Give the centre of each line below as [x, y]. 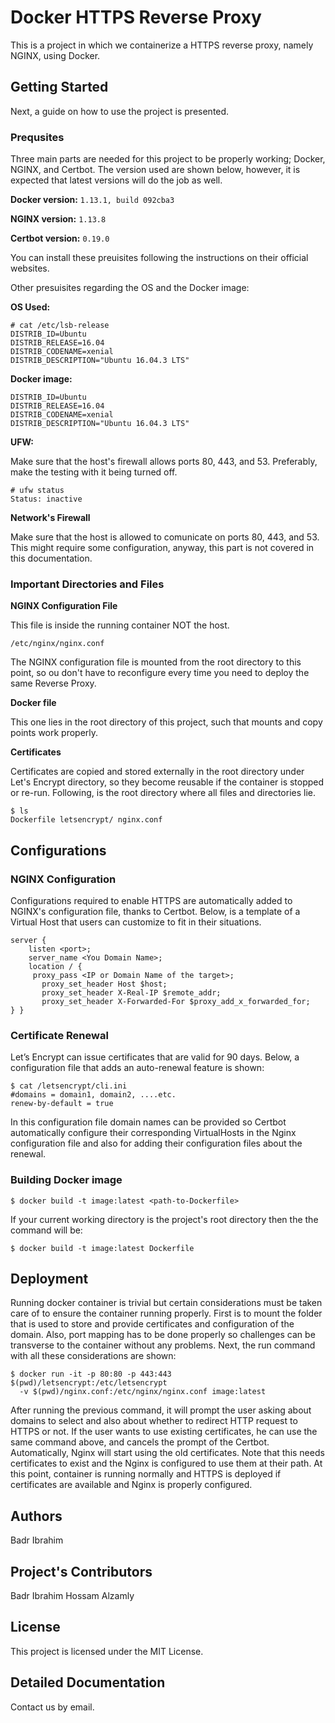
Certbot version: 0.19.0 [60, 238]
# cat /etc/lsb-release [60, 326]
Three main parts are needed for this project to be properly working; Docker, [168, 159]
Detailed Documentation [88, 1682]
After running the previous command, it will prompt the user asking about [161, 1410]
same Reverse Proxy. [53, 683]
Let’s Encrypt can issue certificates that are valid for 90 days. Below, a [155, 1057]
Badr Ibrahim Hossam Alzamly [72, 1596]
